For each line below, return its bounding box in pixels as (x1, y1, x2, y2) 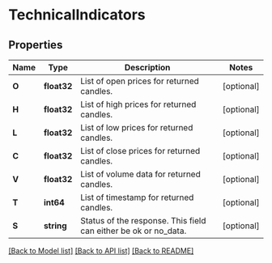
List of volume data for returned (80, 168, 201, 180)
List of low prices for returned (80, 122, 193, 133)
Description (124, 62, 171, 73)
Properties (8, 38, 63, 52)
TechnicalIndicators (8, 6, 146, 24)
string (43, 220, 67, 231)
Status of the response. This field (80, 215, 206, 226)
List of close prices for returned (80, 146, 201, 156)
